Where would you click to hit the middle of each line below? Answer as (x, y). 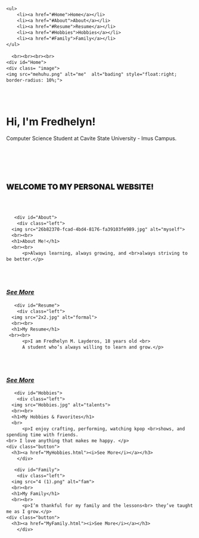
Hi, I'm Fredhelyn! (51, 122)
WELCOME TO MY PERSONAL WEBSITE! (80, 187)
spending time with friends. (42, 435)
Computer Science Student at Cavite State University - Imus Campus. (91, 138)
